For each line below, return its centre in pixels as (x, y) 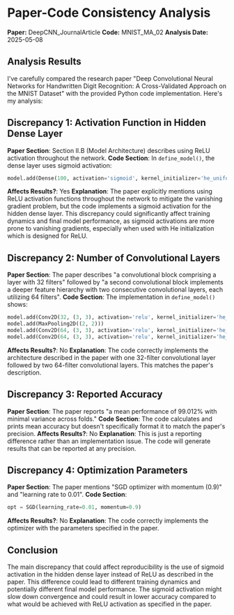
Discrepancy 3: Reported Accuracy (85, 395)
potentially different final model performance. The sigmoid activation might (115, 589)
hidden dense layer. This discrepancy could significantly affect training (109, 214)
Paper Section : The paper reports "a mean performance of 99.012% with (112, 411)
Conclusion (33, 550)
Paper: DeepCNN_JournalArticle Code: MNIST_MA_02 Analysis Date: (108, 32)
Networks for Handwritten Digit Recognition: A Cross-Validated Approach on (117, 86)
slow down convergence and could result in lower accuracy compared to (112, 597)
